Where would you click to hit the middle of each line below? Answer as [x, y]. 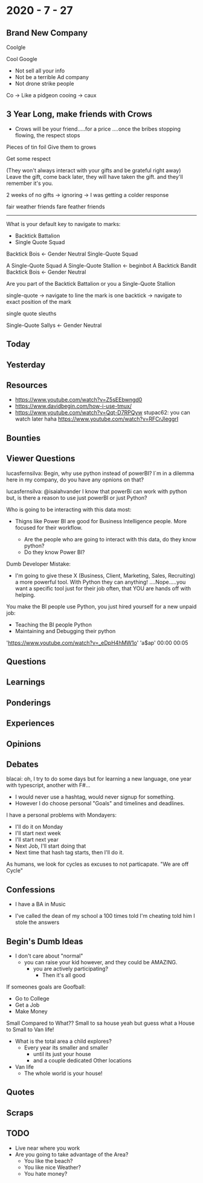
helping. [25, 595]
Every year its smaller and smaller [66, 1048]
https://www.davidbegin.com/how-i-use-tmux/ [73, 406]
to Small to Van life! [30, 1030]
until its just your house [62, 1054]
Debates [23, 764]
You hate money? [46, 1173]
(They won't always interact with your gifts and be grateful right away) [94, 170]
